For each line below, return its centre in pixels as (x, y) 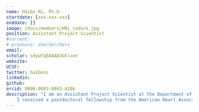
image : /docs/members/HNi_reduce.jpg (53, 28)
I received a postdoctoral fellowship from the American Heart (97, 100)
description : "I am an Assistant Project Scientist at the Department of (99, 94)
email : (14, 50)
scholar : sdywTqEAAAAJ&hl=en (42, 56)
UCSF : (13, 67)
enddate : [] (21, 23)
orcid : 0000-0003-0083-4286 (41, 89)
